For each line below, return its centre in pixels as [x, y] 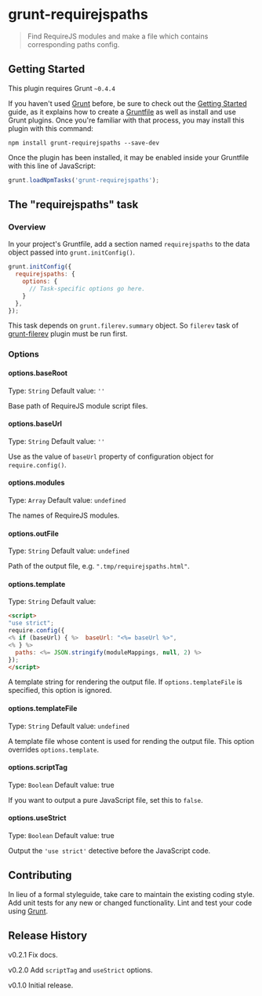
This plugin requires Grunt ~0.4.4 [62, 88]
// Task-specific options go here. [87, 288]
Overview [27, 227]
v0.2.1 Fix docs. [33, 954]
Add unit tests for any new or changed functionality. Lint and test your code [130, 903]
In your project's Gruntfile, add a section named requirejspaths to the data [129, 244]
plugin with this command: [51, 128]
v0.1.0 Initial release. [41, 985]
